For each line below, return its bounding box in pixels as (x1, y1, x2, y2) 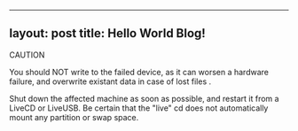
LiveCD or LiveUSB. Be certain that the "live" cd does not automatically (9, 103, 269, 113)
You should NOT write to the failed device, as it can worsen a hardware (9, 66, 269, 77)
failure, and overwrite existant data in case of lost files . (9, 76, 211, 87)
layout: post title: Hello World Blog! (9, 26, 206, 41)
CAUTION (9, 50, 45, 60)
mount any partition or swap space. (9, 112, 139, 122)
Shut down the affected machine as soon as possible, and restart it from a (9, 93, 279, 104)
